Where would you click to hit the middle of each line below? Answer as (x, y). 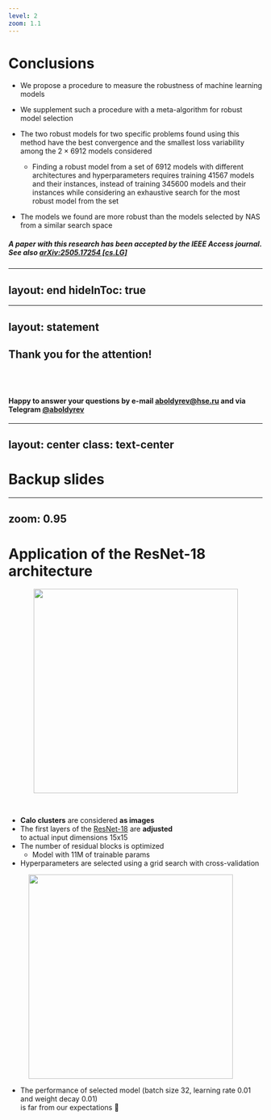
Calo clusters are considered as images (87, 820)
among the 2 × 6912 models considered (86, 151)
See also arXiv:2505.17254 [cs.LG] (68, 253)
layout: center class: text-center (92, 445)
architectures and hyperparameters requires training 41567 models (143, 175)
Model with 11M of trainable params (91, 855)
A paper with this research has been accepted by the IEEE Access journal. (135, 244)
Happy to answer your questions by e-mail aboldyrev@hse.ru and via (127, 401)
